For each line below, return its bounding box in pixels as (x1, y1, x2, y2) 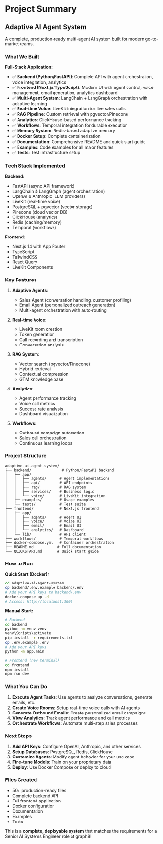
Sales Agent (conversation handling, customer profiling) (19, 297, 131, 303)
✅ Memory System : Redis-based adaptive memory (12, 128, 115, 134)
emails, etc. (12, 699, 36, 705)
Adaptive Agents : (12, 287, 49, 293)
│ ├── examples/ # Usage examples (5, 498, 95, 503)
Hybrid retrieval (19, 366, 51, 372)
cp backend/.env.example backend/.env (5, 585, 84, 590)
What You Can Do (5, 683, 48, 690)
